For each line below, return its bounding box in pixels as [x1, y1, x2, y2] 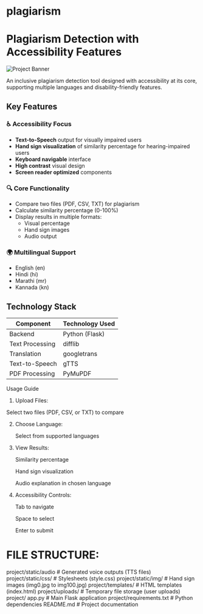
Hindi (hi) [15, 271, 38, 278]
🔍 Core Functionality [6, 184, 70, 193]
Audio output [24, 233, 57, 240]
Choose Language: [15, 421, 63, 428]
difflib [63, 340, 80, 348]
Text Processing [9, 340, 56, 348]
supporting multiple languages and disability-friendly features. [6, 84, 162, 91]
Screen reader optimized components [15, 168, 112, 176]
